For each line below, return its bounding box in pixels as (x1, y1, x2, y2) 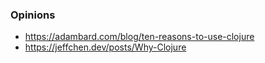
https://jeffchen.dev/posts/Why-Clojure (24, 41, 187, 53)
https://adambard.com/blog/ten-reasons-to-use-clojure (24, 31, 255, 43)
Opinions (10, 8, 56, 22)
